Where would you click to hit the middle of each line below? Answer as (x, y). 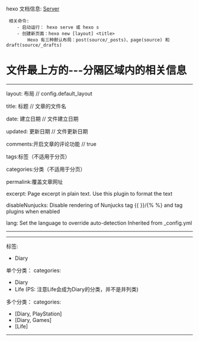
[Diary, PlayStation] (38, 314)
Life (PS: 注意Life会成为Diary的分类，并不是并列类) (77, 289)
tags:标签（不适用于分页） (38, 157)
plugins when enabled (33, 211)
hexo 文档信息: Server (33, 9)
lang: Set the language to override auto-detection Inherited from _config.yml (99, 223)
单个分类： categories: (33, 270)
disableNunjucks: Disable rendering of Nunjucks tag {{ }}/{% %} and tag (94, 205)
